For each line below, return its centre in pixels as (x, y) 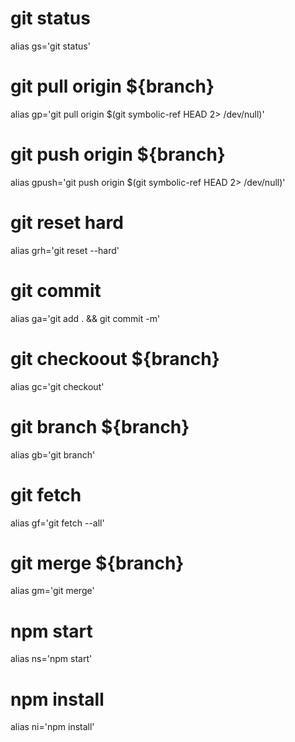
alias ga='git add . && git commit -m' (85, 318)
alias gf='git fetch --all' (57, 523)
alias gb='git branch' (53, 454)
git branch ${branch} (100, 426)
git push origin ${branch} (118, 154)
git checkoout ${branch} (115, 358)
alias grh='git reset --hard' (65, 250)
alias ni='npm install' (52, 727)
